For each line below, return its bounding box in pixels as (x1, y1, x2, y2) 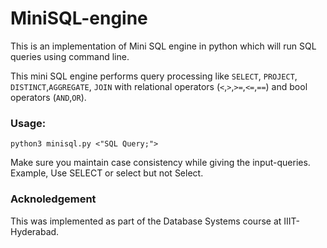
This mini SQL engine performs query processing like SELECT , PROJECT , (10, 70, 298, 82)
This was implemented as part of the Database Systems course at (10, 215, 282, 227)
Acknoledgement (10, 192, 97, 206)
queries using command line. (10, 50, 130, 62)
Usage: (10, 116, 47, 130)
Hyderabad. (10, 225, 60, 237)
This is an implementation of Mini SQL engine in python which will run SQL (10, 40, 317, 52)
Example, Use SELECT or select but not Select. (10, 167, 204, 179)
